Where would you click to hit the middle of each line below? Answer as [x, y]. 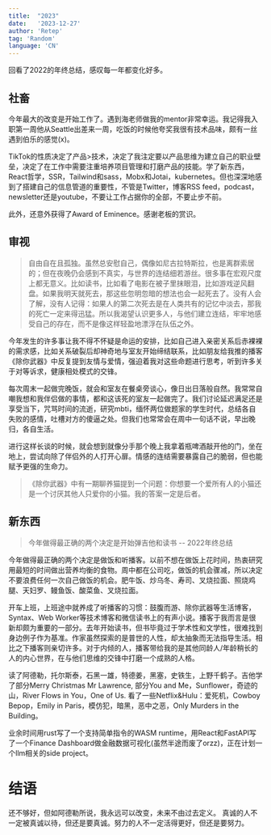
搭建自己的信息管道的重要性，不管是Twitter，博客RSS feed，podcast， [140, 186]
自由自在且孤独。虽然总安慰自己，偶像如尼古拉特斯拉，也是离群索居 [141, 263]
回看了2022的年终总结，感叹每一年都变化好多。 [88, 70]
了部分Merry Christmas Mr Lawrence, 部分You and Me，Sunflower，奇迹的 [133, 685]
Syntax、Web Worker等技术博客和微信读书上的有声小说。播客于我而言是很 [132, 617]
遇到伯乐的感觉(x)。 [41, 139]
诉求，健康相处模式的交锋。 [75, 371]
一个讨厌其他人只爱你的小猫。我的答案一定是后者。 [120, 494]
